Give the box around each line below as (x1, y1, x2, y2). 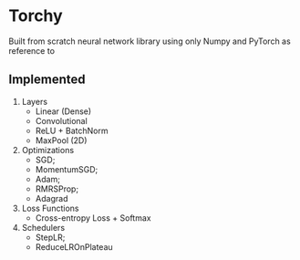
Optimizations (21, 144, 75, 155)
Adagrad (35, 192, 68, 203)
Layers (21, 96, 47, 107)
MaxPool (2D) (35, 134, 88, 146)
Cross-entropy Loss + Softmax (35, 212, 151, 224)
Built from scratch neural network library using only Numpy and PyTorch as (8, 36, 291, 47)
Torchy (8, 5, 63, 26)
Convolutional (35, 115, 88, 126)
